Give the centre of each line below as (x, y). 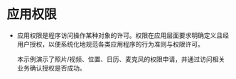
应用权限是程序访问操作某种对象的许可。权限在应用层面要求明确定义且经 (123, 35)
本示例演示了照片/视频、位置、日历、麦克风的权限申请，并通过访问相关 (121, 59)
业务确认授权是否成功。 (51, 68)
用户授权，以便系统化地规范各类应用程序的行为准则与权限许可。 (110, 44)
